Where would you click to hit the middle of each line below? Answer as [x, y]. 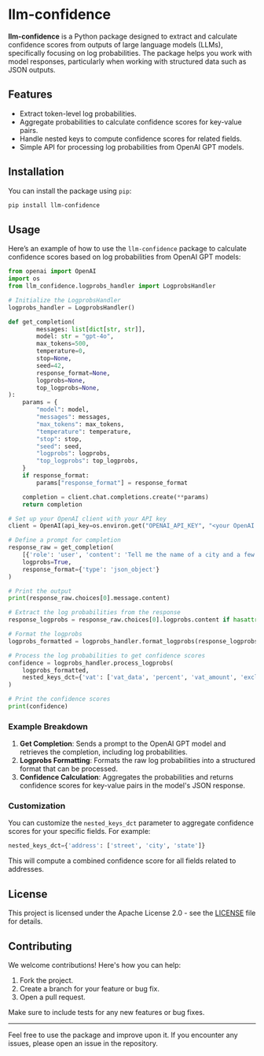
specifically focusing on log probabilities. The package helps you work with [130, 53]
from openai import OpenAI [52, 272]
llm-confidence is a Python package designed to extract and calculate [123, 36]
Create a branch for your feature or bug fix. [89, 988]
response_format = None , [73, 373]
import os [24, 279]
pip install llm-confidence [54, 205]
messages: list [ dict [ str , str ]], [91, 329]
